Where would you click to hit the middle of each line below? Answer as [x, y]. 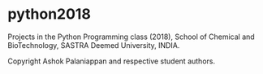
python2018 [49, 14]
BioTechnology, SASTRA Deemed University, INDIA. [94, 45]
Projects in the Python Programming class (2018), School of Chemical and [131, 37]
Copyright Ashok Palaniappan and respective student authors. [112, 61]
